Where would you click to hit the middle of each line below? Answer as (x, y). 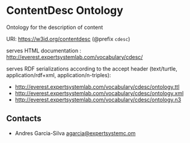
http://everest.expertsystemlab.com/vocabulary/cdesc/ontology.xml (99, 93)
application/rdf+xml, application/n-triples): (59, 75)
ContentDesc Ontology (65, 11)
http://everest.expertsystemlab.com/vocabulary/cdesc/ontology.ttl (97, 87)
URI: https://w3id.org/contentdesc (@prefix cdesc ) (68, 39)
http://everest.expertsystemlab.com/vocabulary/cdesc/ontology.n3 (98, 100)
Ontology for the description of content (55, 27)
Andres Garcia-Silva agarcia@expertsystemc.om (75, 133)
